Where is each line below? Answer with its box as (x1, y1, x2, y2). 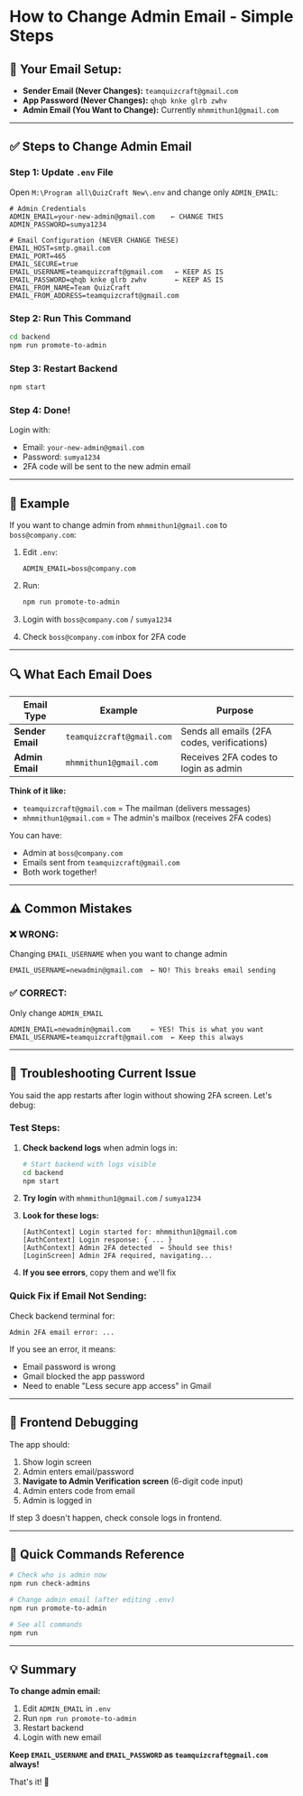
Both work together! (22, 866, 97, 877)
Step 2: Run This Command (9, 311, 132, 324)
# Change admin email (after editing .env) (9, 1596, 176, 1605)
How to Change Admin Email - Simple (9, 6, 294, 27)
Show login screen (22, 1456, 92, 1467)
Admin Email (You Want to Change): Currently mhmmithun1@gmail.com (22, 105, 280, 115)
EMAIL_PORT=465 (9, 251, 67, 261)
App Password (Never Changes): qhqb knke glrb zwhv (22, 95, 228, 106)
